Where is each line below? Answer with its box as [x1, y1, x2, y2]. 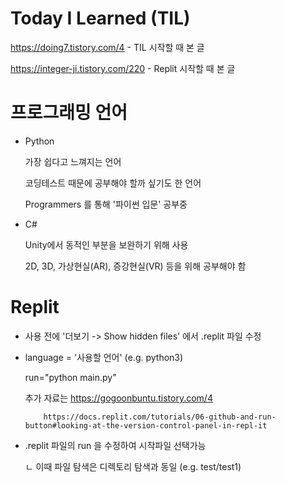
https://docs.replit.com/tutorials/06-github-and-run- [43, 412, 277, 422]
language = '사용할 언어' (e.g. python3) [24, 351, 184, 363]
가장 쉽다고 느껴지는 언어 [24, 155, 122, 167]
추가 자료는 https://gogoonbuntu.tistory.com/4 [24, 392, 213, 404]
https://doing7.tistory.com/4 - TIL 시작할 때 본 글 [10, 41, 205, 53]
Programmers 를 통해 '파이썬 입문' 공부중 [24, 198, 188, 210]
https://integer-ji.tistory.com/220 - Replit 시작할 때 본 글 [10, 62, 236, 74]
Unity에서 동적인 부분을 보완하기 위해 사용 [24, 238, 189, 251]
